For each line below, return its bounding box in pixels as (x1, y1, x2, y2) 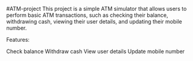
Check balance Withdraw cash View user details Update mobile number (6, 48, 185, 55)
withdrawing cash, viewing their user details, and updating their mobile (6, 18, 183, 25)
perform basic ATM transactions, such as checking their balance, (6, 11, 168, 19)
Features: (6, 36, 30, 43)
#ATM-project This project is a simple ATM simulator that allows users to (6, 5, 187, 12)
